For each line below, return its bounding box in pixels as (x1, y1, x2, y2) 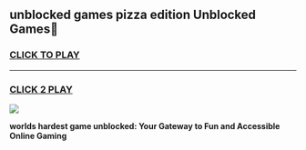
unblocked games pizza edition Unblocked (9, 7, 257, 23)
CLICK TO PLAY (9, 49, 80, 62)
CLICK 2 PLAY (9, 83, 73, 95)
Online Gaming (9, 130, 67, 141)
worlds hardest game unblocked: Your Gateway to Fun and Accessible (9, 120, 280, 131)
